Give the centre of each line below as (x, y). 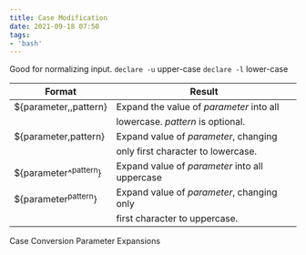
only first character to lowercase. (187, 151)
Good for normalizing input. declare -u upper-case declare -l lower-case (149, 69)
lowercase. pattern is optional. (181, 122)
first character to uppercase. (177, 219)
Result (204, 92)
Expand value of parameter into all (190, 167)
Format (61, 92)
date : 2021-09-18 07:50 (55, 26)
